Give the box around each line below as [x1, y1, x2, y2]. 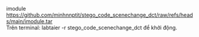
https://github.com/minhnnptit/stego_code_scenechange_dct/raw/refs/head [6, 11, 193, 18]
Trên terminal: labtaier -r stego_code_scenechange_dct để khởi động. [6, 24, 177, 31]
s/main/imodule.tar [6, 18, 53, 24]
